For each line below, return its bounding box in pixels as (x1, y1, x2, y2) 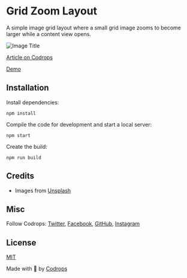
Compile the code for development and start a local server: (6, 121, 152, 128)
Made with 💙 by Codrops (6, 265, 68, 273)
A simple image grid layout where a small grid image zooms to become (6, 24, 182, 31)
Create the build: (6, 143, 48, 150)
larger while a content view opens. (6, 30, 92, 37)
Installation (6, 83, 49, 93)
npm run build (6, 154, 42, 160)
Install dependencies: (6, 98, 59, 106)
